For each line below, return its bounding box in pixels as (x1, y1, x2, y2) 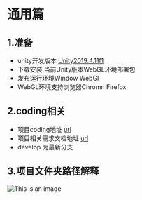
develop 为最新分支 (17, 142, 73, 151)
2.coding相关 (7, 105, 66, 117)
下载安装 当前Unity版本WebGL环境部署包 (17, 65, 136, 74)
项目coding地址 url (17, 125, 72, 133)
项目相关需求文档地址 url (17, 134, 89, 142)
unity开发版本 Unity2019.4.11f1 (17, 57, 104, 65)
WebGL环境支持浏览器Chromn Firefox (17, 83, 127, 91)
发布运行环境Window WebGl (17, 74, 99, 82)
